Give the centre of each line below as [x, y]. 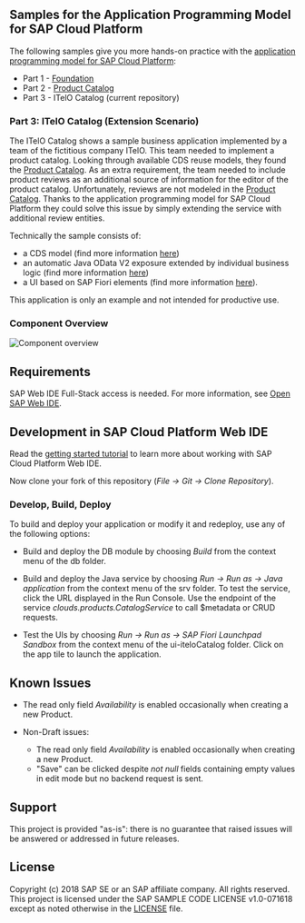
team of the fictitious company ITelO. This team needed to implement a [142, 151]
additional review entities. [57, 218]
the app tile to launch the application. [92, 654]
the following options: [50, 534]
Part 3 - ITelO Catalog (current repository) [101, 97]
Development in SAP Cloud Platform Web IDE [139, 432]
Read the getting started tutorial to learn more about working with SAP [141, 454]
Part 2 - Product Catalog [69, 88]
